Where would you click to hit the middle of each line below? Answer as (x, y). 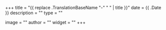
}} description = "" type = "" (34, 13)
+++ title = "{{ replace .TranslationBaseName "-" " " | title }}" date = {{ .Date (83, 8)
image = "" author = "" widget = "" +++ (45, 22)
